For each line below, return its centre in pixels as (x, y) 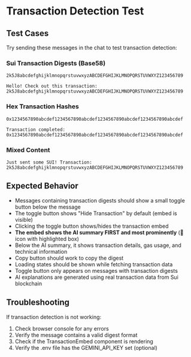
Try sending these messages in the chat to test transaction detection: (92, 47)
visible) (24, 219)
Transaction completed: (36, 130)
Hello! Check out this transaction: (52, 86)
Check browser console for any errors (62, 328)
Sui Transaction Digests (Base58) (56, 63)
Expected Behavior (43, 186)
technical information (41, 251)
